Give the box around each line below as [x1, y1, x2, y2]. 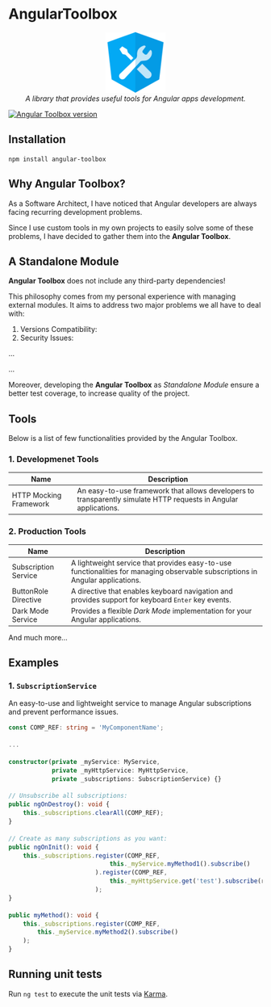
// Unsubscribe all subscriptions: [8, 792, 128, 800]
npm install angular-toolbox [8, 155, 106, 163]
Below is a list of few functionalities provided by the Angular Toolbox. [8, 434, 238, 443]
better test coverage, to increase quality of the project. [8, 388, 190, 398]
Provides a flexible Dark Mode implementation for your [71, 606, 252, 616]
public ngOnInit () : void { [8, 843, 99, 851]
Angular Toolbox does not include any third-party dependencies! [8, 276, 226, 286]
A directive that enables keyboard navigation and [71, 586, 234, 596]
